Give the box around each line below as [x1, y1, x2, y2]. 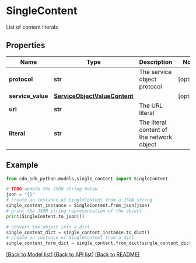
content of [139, 125, 168, 134]
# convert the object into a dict [6, 224, 90, 230]
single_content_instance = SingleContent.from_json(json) [6, 203, 150, 209]
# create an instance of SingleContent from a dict [6, 235, 134, 241]
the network [139, 133, 172, 141]
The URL [139, 101, 163, 110]
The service [139, 67, 172, 76]
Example [6, 160, 38, 170]
